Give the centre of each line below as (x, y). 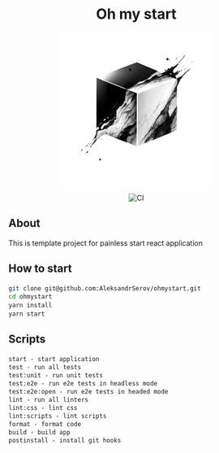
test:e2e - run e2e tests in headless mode (83, 383)
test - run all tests (45, 367)
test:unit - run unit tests (56, 375)
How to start (40, 269)
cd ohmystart (30, 297)
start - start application (54, 359)
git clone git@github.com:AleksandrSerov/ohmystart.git (105, 288)
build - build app (39, 432)
